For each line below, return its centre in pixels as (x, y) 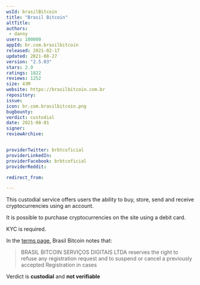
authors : (17, 28)
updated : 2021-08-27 (32, 56)
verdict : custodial (30, 117)
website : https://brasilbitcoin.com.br (56, 90)
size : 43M (19, 84)
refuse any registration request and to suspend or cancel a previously (106, 259)
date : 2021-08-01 (28, 123)
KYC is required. (26, 229)
